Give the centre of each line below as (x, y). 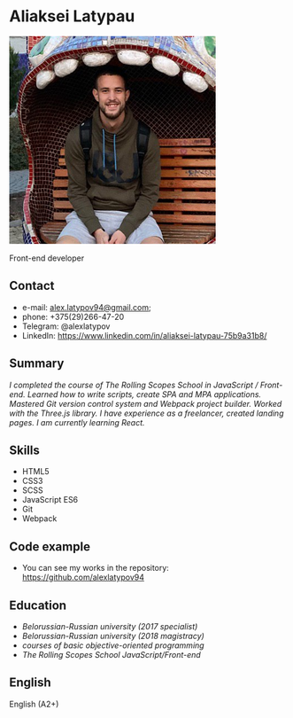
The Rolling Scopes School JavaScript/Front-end (111, 655)
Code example (50, 546)
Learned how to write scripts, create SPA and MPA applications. (144, 394)
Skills (24, 450)
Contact (32, 286)
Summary (37, 364)
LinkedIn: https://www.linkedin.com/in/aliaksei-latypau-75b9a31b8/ (144, 335)
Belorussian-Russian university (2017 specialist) (110, 626)
